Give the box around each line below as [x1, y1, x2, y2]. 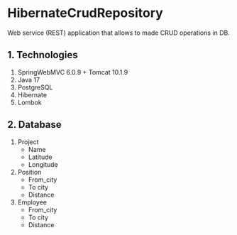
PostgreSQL [17, 83, 53, 92]
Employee [17, 197, 48, 207]
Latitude [28, 153, 53, 161]
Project [17, 137, 39, 146]
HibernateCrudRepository [7, 5, 163, 21]
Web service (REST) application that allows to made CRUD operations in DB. [7, 28, 231, 37]
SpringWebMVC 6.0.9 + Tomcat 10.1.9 [17, 67, 128, 76]
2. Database [7, 119, 62, 131]
